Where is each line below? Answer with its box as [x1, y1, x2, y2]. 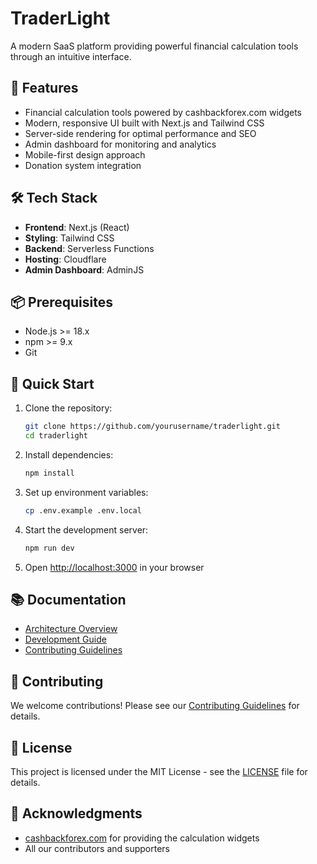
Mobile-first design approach [24, 148, 146, 161]
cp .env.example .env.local [24, 505, 142, 516]
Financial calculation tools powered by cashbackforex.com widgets [24, 106, 303, 118]
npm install [24, 468, 75, 478]
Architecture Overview [24, 623, 118, 635]
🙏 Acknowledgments [10, 805, 143, 822]
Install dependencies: [24, 448, 114, 461]
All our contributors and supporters [24, 842, 170, 854]
